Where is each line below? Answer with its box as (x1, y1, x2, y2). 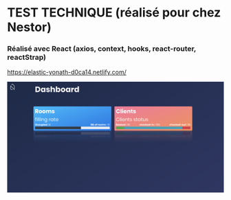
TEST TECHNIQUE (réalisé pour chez (7, 5, 221, 21)
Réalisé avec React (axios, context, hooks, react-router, (7, 44, 197, 54)
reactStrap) (7, 53, 47, 63)
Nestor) (7, 19, 52, 35)
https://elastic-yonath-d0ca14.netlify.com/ (7, 68, 127, 76)
